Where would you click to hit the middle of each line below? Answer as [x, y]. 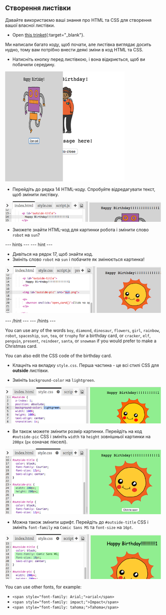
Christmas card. [21, 346]
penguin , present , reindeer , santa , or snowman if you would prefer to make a [81, 341]
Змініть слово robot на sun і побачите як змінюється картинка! [78, 259]
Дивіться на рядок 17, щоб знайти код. [53, 254]
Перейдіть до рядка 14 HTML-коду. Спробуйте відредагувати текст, [84, 189]
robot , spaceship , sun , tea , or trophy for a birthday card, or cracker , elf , [78, 336]
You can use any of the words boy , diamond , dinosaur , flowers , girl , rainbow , [83, 330]
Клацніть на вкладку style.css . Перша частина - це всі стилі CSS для [85, 366]
